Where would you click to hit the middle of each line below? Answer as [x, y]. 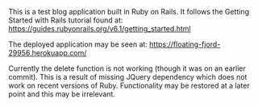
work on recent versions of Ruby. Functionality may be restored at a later [129, 85]
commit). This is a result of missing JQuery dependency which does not [128, 77]
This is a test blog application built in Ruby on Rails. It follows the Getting [129, 12]
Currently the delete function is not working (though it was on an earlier [127, 68]
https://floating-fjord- [185, 44]
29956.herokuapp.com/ [48, 53]
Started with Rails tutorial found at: [66, 20]
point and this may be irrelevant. [62, 94]
